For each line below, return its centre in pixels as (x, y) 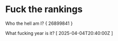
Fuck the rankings (44, 9)
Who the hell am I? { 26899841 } (39, 23)
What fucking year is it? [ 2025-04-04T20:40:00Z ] (59, 33)
